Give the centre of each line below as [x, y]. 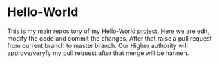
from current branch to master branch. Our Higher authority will [97, 45]
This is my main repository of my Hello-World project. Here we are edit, [108, 31]
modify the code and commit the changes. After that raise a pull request [109, 38]
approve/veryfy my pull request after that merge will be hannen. [98, 53]
